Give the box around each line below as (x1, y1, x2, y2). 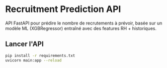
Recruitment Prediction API (5, 3, 121, 15)
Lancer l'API (5, 40, 44, 48)
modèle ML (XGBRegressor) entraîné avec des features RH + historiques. (5, 25, 157, 31)
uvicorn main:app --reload (5, 57, 62, 63)
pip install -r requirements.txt (5, 53, 75, 58)
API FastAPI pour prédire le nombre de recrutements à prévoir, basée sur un (5, 20, 162, 26)
